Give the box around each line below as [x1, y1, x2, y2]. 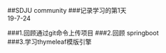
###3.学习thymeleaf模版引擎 [7, 37, 92, 46]
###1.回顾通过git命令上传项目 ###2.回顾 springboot [7, 29, 159, 37]
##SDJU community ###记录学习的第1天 [7, 6, 127, 14]
